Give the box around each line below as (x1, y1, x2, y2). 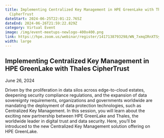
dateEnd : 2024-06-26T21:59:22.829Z (5, 20, 78, 26)
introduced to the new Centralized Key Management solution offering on (5, 123, 150, 129)
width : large (5, 39, 32, 44)
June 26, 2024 (5, 78, 35, 83)
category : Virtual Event (5, 25, 56, 30)
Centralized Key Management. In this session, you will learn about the (5, 108, 145, 114)
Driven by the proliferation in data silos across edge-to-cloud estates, (5, 87, 145, 93)
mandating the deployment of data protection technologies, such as (5, 102, 142, 108)
